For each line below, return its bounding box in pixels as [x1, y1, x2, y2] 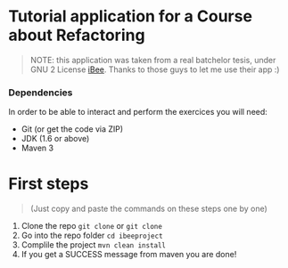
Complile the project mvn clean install [21, 240, 167, 250]
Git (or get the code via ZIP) [21, 124, 124, 134]
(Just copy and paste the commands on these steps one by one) [29, 203, 268, 215]
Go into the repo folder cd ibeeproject [21, 230, 163, 241]
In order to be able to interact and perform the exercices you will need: [8, 107, 268, 118]
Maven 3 [21, 142, 54, 153]
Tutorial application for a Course [8, 6, 253, 27]
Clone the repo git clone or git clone [21, 221, 162, 231]
